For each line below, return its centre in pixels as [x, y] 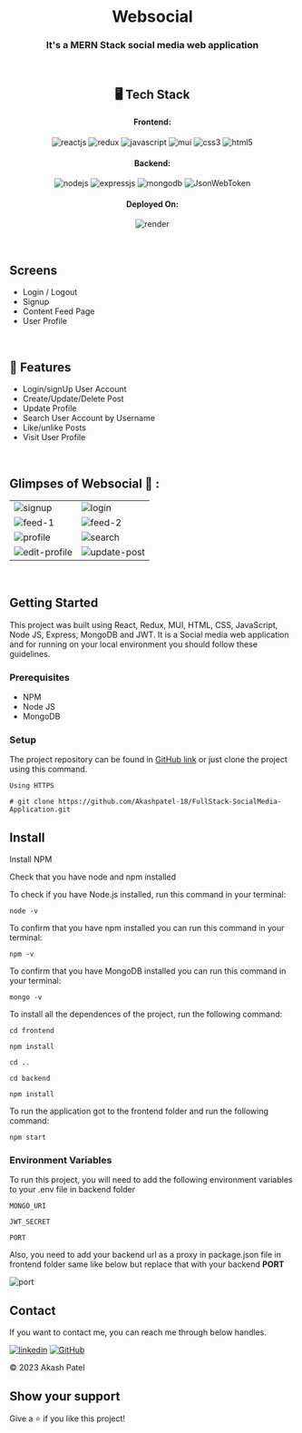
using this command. [49, 770]
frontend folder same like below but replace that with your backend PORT [147, 1264]
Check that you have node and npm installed [93, 877]
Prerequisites [39, 677]
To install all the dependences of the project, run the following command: [146, 1015]
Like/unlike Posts [54, 427]
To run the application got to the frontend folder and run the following [139, 1111]
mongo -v [26, 997]
